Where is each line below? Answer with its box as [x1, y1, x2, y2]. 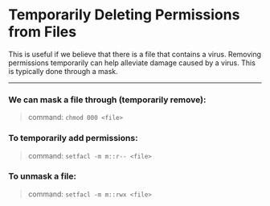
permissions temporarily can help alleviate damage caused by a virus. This [8, 58, 256, 68]
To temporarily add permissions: [8, 133, 138, 144]
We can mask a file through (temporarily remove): [8, 94, 207, 105]
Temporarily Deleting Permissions [8, 6, 240, 24]
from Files [8, 23, 77, 41]
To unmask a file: [8, 171, 76, 182]
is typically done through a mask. [8, 66, 118, 76]
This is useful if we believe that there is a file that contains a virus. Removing [8, 49, 262, 59]
